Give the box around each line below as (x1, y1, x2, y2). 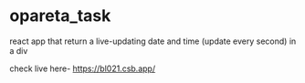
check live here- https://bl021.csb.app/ (9, 63, 156, 74)
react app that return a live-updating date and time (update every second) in (9, 36, 297, 47)
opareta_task (9, 5, 111, 26)
